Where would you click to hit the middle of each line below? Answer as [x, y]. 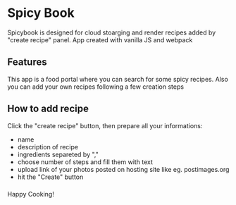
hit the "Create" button [50, 177]
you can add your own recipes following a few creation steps [96, 87]
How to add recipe [48, 109]
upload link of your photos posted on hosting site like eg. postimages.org [123, 169]
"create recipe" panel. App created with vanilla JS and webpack [100, 39]
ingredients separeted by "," [58, 154]
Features [27, 62]
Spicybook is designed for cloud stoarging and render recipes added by [112, 32]
